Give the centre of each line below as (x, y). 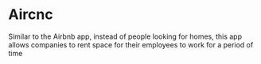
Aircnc (31, 15)
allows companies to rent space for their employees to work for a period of (131, 44)
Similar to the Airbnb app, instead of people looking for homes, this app (125, 36)
